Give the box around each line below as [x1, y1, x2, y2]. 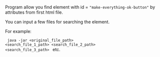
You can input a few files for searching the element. [5, 19, 110, 25]
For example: [5, 28, 32, 34]
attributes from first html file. [5, 9, 63, 15]
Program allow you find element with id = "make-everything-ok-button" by [5, 4, 156, 10]
